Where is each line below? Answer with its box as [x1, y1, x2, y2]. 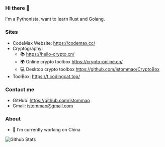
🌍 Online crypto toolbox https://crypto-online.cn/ [20, 58, 123, 64]
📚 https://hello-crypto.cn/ [20, 51, 74, 57]
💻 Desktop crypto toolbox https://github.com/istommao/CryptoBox [20, 66, 160, 72]
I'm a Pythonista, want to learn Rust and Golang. [5, 16, 105, 22]
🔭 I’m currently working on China [12, 127, 80, 133]
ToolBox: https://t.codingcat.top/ [12, 73, 80, 80]
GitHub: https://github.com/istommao [12, 97, 90, 103]
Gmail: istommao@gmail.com [12, 103, 73, 109]
